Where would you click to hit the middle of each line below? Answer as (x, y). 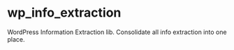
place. (16, 39)
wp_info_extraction (64, 13)
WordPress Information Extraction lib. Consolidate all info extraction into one (117, 32)
